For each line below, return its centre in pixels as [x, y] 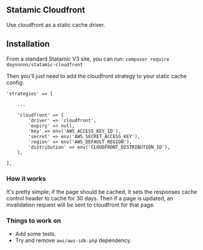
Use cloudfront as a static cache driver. [56, 24]
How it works [26, 178]
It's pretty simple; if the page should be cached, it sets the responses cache [102, 191]
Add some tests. [36, 234]
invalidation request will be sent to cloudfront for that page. [81, 205]
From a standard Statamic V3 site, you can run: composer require [88, 59]
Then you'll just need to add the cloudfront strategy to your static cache [97, 76]
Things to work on [34, 221]
